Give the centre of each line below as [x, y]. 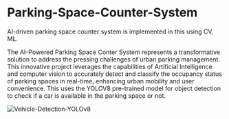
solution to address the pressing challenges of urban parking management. [114, 59]
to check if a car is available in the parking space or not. [87, 95]
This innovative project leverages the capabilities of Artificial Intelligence [110, 66]
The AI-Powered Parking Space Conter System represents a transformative [114, 52]
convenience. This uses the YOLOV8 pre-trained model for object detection [114, 88]
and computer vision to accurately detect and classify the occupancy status [115, 74]
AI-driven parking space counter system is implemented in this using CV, [110, 31]
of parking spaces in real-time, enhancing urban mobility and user [101, 81]
